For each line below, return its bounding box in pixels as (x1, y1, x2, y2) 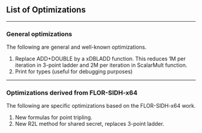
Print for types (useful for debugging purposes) (14, 68, 133, 75)
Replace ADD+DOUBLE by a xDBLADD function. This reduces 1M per (14, 55, 186, 63)
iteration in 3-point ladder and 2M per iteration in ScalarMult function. (14, 61, 188, 69)
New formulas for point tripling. (14, 114, 93, 121)
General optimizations (6, 29, 73, 38)
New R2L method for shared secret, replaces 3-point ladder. (14, 120, 164, 128)
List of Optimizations (6, 5, 86, 15)
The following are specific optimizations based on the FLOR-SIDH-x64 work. (6, 102, 196, 110)
